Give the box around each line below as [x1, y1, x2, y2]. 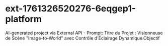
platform [5, 13, 42, 25]
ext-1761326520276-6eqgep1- [5, 3, 136, 14]
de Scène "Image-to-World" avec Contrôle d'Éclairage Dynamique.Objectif [5, 35, 160, 41]
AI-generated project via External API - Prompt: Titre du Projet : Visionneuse [5, 30, 163, 36]
